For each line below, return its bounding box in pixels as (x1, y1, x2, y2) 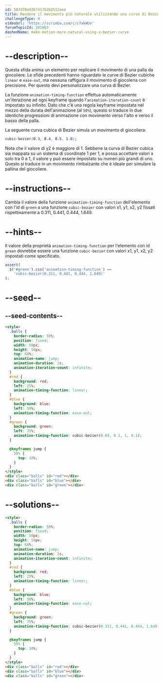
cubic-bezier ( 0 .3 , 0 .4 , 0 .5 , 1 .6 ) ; (5, 136, 77, 141)
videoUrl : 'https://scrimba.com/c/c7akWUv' (5, 20, 95, 26)
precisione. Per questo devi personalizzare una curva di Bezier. (5, 82, 131, 88)
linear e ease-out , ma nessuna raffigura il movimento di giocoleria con (5, 77, 147, 83)
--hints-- (5, 226, 42, 238)
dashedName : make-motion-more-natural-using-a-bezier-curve (5, 30, 130, 35)
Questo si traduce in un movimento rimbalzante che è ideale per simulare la (5, 161, 156, 166)
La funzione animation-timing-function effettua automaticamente (5, 92, 137, 97)
